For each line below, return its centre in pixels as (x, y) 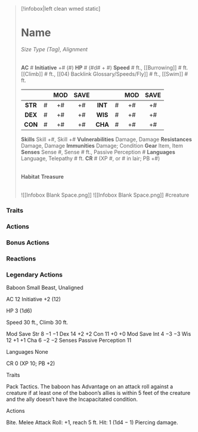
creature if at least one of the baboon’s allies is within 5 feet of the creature (98, 393)
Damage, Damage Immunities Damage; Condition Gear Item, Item (102, 145)
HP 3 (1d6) (19, 311)
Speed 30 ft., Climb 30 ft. (37, 322)
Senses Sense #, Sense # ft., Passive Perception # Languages (98, 152)
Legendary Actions (34, 274)
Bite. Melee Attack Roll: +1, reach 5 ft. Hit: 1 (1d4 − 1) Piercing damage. (92, 422)
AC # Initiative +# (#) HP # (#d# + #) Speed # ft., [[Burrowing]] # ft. (104, 68)
